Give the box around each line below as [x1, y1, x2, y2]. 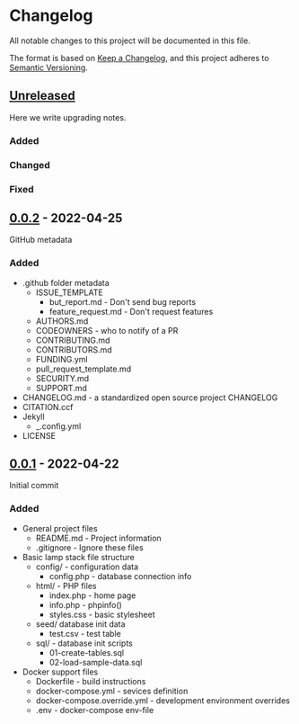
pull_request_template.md [35, 363, 132, 374]
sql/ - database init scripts [35, 638, 133, 648]
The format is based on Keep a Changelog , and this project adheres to [9, 52, 269, 63]
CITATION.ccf [22, 401, 74, 412]
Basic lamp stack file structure [22, 551, 135, 562]
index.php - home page [48, 590, 136, 601]
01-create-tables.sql [48, 647, 125, 657]
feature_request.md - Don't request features [48, 306, 214, 317]
